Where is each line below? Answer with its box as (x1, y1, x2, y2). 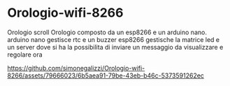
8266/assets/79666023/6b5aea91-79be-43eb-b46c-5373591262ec (7, 71, 205, 80)
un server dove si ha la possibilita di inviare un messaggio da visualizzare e (7, 43, 224, 51)
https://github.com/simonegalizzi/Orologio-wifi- (7, 64, 145, 72)
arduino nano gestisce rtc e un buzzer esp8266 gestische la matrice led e (7, 35, 220, 43)
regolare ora (7, 50, 43, 59)
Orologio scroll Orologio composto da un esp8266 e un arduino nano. (7, 28, 208, 36)
